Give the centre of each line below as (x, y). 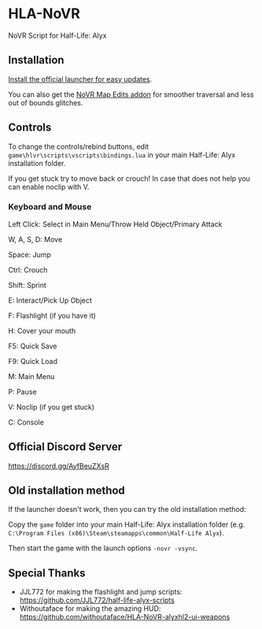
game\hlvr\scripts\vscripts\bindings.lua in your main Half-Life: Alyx (122, 155)
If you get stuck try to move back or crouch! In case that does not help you (129, 178)
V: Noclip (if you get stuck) (52, 406)
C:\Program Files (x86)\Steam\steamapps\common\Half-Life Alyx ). (116, 533)
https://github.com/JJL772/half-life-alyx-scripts (97, 600)
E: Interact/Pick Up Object (50, 300)
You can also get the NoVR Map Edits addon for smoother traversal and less (131, 94)
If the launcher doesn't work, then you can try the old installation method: (127, 509)
